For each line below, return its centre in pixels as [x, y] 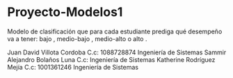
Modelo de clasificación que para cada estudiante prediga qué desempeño [115, 31]
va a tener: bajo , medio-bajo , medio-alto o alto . [77, 38]
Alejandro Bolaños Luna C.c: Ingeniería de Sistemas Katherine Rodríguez [111, 59]
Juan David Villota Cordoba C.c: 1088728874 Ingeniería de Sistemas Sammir [117, 52]
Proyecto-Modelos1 [65, 12]
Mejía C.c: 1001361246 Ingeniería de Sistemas [73, 67]
